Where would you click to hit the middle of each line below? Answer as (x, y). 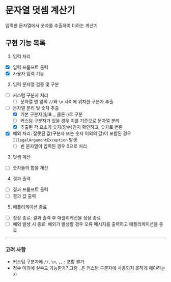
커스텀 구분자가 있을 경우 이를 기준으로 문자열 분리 (70, 121)
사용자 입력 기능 (28, 73)
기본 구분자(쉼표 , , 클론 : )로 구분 (51, 115)
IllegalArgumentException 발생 (45, 140)
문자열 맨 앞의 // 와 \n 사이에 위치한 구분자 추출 (67, 101)
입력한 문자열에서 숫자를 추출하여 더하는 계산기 (52, 25)
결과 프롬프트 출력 (30, 189)
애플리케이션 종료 (30, 207)
